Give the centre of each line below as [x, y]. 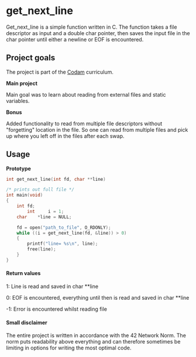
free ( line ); [42, 249]
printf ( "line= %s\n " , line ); [63, 244]
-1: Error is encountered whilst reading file [56, 309]
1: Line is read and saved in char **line [52, 286]
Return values [23, 273]
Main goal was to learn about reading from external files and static [86, 94]
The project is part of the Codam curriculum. [60, 72]
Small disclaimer [27, 322]
